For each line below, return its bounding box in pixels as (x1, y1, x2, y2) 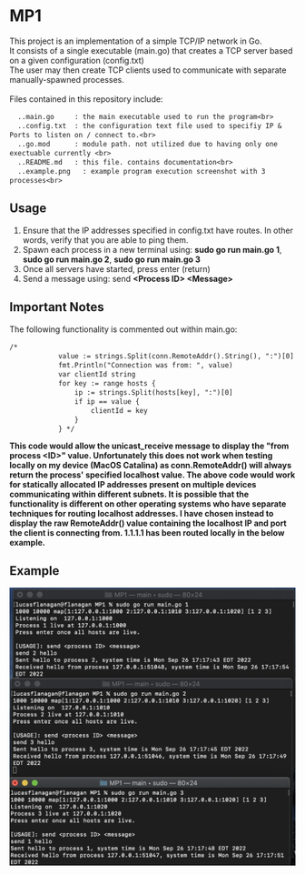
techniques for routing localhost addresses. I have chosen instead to (9, 508, 274, 518)
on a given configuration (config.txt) (9, 55, 145, 65)
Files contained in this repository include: (9, 93, 163, 105)
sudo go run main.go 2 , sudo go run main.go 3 (22, 254, 202, 265)
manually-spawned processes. (9, 74, 125, 85)
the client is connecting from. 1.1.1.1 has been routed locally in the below (9, 527, 285, 538)
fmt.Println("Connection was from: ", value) (57, 360, 233, 369)
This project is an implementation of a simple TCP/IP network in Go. (9, 35, 262, 46)
